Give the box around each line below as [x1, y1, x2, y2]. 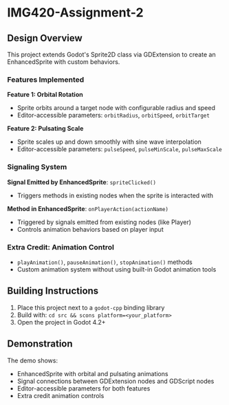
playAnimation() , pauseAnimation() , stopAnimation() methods [17, 258, 193, 266]
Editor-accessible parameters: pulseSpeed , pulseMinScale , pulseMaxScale [17, 145, 222, 153]
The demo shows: [7, 356, 58, 364]
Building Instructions [7, 285, 99, 297]
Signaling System [7, 162, 67, 172]
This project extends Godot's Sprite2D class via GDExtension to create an [7, 50, 216, 58]
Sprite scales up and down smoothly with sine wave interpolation [17, 138, 201, 146]
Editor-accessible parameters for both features [17, 384, 151, 393]
